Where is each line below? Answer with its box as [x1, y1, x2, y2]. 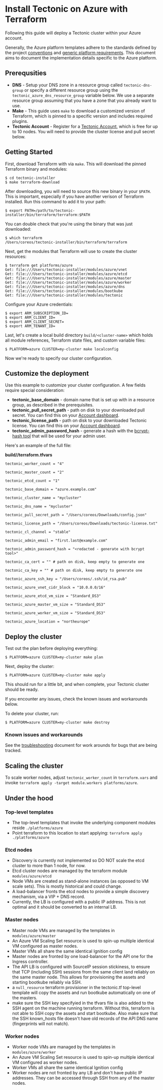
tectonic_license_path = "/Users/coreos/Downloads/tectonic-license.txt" [5, 521, 158, 526]
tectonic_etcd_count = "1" [5, 479, 60, 484]
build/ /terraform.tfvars [5, 452, 53, 458]
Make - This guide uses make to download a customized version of [12, 108, 145, 114]
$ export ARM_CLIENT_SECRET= [5, 319, 64, 324]
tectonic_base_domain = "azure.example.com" [5, 487, 97, 492]
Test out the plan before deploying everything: [5, 645, 98, 651]
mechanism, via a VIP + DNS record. [12, 894, 85, 900]
